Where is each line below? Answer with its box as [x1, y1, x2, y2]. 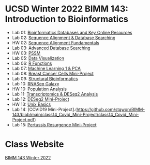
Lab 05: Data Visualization [12, 55, 64, 61]
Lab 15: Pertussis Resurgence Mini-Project [12, 122, 97, 127]
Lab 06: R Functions [12, 60, 52, 66]
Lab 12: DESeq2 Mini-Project [12, 96, 69, 102]
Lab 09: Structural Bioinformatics [12, 76, 78, 82]
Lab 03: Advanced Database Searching [12, 45, 90, 51]
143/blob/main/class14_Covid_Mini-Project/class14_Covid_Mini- [12, 111, 139, 117]
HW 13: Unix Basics [12, 101, 51, 107]
